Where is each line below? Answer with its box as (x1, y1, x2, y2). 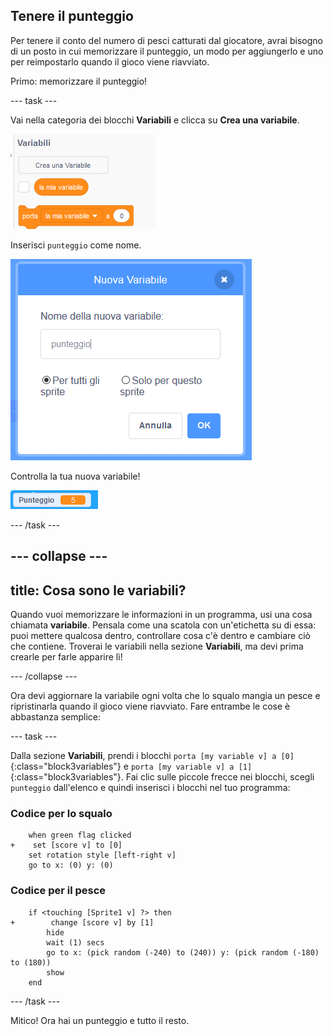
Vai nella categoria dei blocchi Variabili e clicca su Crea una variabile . (10, 114, 300, 126)
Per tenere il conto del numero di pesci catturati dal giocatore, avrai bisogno (10, 34, 323, 46)
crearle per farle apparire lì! (10, 651, 123, 663)
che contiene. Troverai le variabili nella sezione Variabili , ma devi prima (10, 640, 304, 653)
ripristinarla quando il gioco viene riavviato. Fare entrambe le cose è (10, 700, 291, 713)
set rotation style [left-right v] (28, 850, 177, 861)
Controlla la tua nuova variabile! (10, 470, 141, 482)
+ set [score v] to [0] (10, 840, 123, 851)
